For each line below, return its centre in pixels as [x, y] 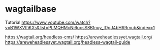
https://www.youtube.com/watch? [56, 22]
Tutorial [13, 22]
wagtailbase [31, 9]
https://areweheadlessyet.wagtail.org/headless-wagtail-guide [68, 42]
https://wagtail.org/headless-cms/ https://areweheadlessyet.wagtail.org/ [79, 37]
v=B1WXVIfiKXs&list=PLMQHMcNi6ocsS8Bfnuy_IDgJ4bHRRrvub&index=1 [80, 27]
